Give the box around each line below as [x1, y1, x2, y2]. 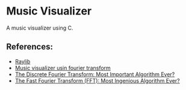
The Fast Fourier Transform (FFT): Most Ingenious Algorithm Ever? [14, 77, 180, 84]
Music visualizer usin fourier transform [14, 64, 111, 71]
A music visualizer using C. [6, 24, 73, 31]
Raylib [14, 57, 31, 65]
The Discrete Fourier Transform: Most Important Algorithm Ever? [14, 71, 175, 78]
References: [6, 42, 53, 52]
